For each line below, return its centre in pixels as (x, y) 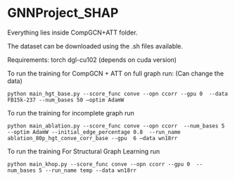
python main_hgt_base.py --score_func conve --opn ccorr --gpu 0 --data (118, 94)
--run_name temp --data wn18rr (91, 170)
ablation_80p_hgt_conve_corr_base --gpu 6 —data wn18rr (93, 138)
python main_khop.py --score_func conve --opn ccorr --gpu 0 (99, 164)
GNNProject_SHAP (63, 13)
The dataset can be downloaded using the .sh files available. (95, 46)
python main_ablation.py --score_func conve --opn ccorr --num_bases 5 (116, 126)
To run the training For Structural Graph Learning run (84, 151)
